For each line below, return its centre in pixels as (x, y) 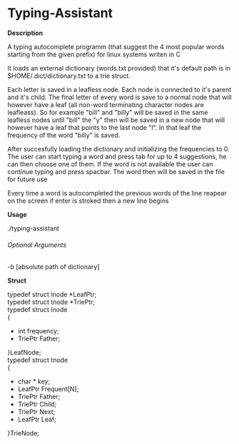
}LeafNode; (24, 353)
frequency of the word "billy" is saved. (64, 135)
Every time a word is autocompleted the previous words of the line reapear (117, 193)
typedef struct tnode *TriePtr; (51, 302)
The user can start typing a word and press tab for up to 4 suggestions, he (117, 156)
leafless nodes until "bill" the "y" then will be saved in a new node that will (116, 120)
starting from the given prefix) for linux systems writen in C (94, 54)
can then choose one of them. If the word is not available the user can (110, 164)
